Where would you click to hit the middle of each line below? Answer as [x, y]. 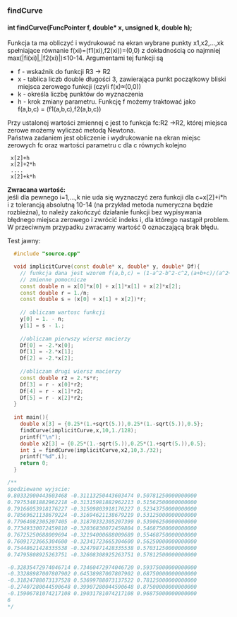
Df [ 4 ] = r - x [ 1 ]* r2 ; [51, 391]
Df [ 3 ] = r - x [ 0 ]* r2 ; [51, 384]
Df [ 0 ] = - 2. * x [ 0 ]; [47, 345]
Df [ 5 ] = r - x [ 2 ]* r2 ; [51, 398]
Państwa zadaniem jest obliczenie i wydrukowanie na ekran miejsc [104, 138]
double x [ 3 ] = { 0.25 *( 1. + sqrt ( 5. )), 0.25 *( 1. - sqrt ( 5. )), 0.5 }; [112, 424]
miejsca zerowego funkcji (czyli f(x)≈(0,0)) [79, 87]
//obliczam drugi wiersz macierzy [71, 372]
